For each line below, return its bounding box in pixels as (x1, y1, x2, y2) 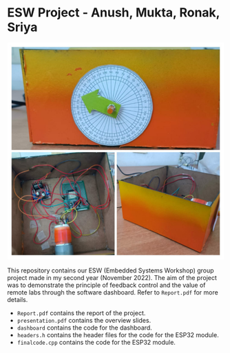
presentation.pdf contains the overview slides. (17, 316, 151, 324)
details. (7, 295, 28, 303)
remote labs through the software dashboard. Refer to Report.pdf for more (7, 288, 218, 297)
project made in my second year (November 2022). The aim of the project (7, 273, 217, 281)
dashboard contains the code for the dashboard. (17, 323, 153, 332)
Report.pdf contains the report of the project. (17, 308, 146, 317)
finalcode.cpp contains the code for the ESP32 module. (17, 338, 176, 346)
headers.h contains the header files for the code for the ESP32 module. (17, 330, 219, 339)
